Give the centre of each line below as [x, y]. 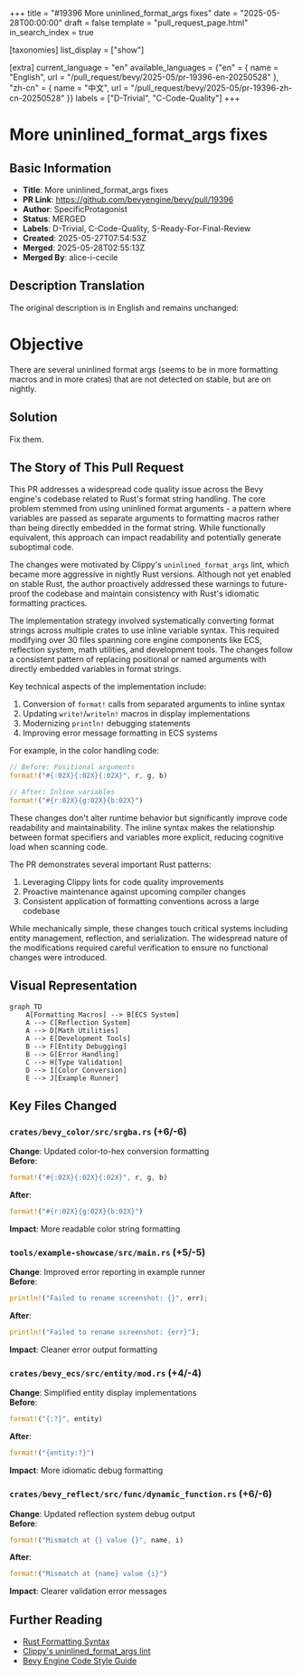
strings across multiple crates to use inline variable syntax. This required [144, 630]
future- [274, 584]
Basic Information [61, 168]
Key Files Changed [63, 1106]
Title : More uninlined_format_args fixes [95, 190]
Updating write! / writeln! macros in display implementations [136, 714]
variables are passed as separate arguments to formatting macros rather [145, 518]
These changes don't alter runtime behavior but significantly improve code [148, 818]
